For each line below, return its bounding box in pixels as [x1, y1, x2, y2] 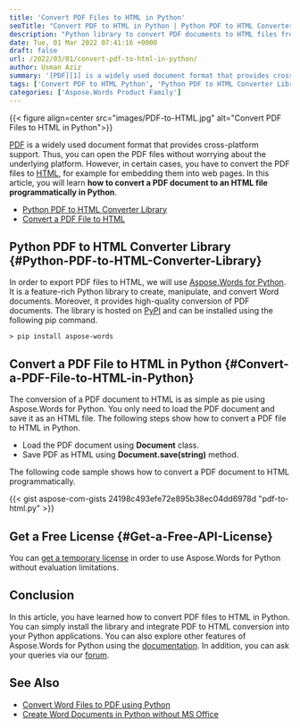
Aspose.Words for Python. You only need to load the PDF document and [9, 404, 275, 414]
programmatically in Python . [9, 187, 118, 197]
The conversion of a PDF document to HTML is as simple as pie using [9, 394, 266, 405]
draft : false [9, 46, 58, 55]
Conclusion [9, 588, 75, 603]
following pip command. [9, 314, 98, 326]
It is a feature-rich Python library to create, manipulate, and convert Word [9, 287, 279, 297]
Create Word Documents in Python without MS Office [21, 708, 219, 719]
